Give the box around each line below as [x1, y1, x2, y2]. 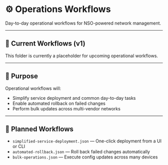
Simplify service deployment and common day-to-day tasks [12, 95, 136, 101]
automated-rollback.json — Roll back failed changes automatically [12, 149, 150, 155]
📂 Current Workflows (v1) [5, 39, 86, 48]
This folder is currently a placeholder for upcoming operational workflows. [5, 53, 158, 59]
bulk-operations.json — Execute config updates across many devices [12, 154, 158, 160]
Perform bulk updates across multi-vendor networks [12, 105, 121, 111]
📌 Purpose [5, 72, 38, 81]
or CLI [12, 143, 25, 149]
